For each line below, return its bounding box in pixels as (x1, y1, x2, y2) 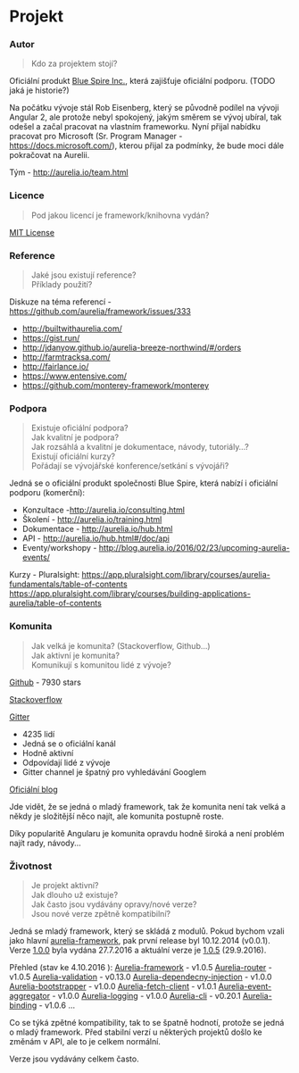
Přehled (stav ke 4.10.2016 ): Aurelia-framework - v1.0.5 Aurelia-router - (9, 961, 272, 972)
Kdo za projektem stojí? (30, 58, 118, 69)
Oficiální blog (9, 784, 58, 794)
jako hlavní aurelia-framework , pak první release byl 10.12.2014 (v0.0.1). (9, 935, 270, 945)
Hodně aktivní (21, 747, 74, 758)
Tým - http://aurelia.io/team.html (9, 167, 129, 178)
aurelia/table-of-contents (9, 598, 103, 609)
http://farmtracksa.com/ (21, 352, 111, 362)
